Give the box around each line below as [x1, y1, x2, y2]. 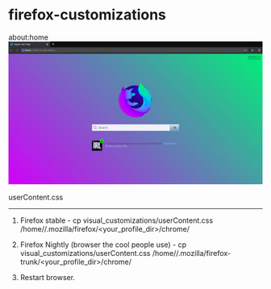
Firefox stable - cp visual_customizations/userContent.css [19, 216, 214, 225]
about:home [8, 32, 48, 42]
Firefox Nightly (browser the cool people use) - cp [19, 240, 187, 249]
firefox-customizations [8, 6, 167, 24]
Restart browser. [19, 272, 75, 282]
